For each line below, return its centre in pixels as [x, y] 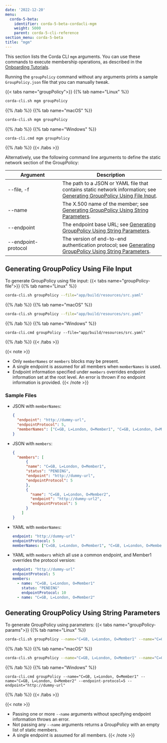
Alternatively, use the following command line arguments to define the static [83, 157]
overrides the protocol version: [44, 560]
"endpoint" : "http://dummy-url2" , [66, 499]
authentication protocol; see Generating [109, 245]
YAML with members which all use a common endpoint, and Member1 [82, 555]
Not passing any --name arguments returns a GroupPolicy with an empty [86, 725]
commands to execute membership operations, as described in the [74, 62]
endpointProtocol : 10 [44, 593]
